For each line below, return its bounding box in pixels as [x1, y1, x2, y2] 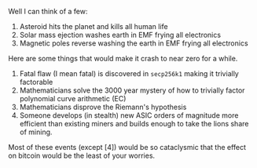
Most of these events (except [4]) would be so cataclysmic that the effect [8, 143, 246, 152]
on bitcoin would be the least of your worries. [8, 151, 156, 160]
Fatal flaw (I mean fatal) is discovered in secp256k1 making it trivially [19, 69, 240, 78]
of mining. [19, 127, 53, 137]
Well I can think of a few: [8, 7, 88, 16]
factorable [19, 78, 53, 86]
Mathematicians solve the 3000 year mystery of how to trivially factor [19, 86, 245, 95]
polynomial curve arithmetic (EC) [19, 94, 127, 103]
